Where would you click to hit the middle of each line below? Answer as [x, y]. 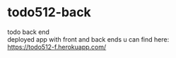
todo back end [28, 32]
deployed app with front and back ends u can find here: [88, 39]
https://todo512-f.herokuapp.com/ [57, 47]
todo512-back [49, 12]
